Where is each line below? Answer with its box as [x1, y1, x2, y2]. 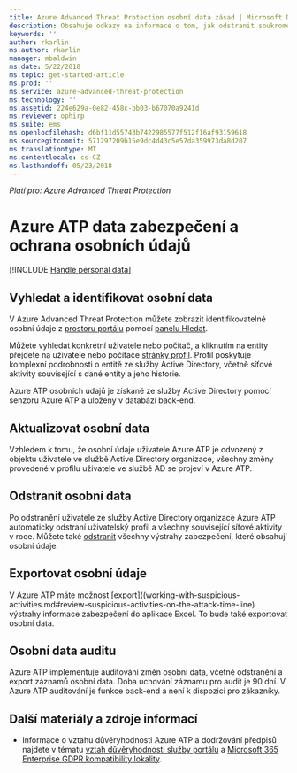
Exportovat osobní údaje [9, 566, 148, 581]
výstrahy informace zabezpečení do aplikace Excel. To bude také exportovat [9, 608, 288, 619]
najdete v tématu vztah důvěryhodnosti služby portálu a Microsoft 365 [21, 745, 278, 755]
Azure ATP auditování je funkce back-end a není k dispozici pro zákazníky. [9, 685, 281, 696]
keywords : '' [9, 29, 57, 38]
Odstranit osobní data [9, 489, 132, 504]
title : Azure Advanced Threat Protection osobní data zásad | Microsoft [9, 12, 283, 22]
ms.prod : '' [9, 79, 53, 88]
